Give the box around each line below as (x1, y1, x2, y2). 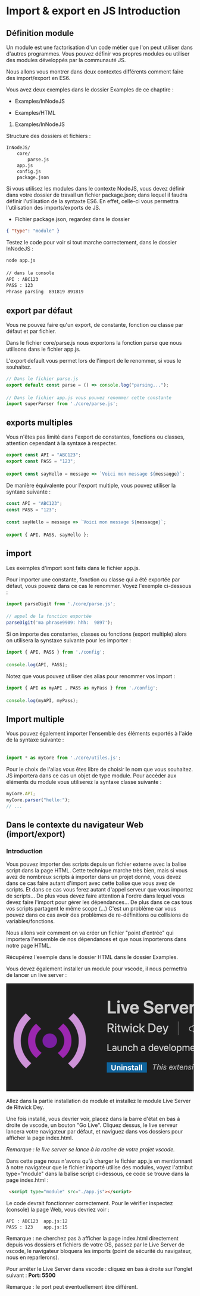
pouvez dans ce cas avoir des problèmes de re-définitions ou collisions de (6, 911, 189, 918)
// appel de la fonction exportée (6, 614, 92, 620)
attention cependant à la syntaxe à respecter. (6, 440, 117, 447)
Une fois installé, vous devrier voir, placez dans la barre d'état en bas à (6, 1115, 180, 1122)
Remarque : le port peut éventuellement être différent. (6, 1283, 138, 1290)
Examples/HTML (14, 109, 56, 116)
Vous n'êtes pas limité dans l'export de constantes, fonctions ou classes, (6, 433, 185, 440)
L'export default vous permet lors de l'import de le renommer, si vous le (6, 357, 182, 364)
